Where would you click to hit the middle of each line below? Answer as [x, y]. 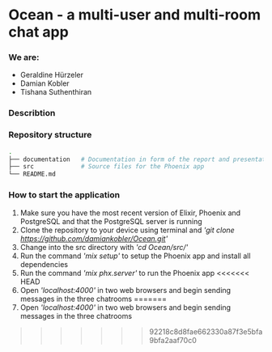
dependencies [44, 264]
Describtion [32, 113]
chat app [38, 32]
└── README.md [32, 174]
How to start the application [64, 195]
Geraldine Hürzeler [51, 75]
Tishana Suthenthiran [56, 92]
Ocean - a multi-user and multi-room [135, 15]
